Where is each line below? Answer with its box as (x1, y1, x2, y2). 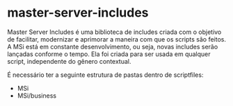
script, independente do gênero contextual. (7, 57, 131, 65)
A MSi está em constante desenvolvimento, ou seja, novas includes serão (7, 42, 218, 51)
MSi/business (17, 91, 57, 100)
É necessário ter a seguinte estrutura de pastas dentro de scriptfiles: (7, 71, 204, 79)
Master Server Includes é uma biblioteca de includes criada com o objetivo (7, 28, 222, 36)
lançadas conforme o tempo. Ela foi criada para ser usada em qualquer (7, 50, 211, 58)
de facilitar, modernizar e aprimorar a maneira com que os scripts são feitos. (7, 35, 226, 43)
